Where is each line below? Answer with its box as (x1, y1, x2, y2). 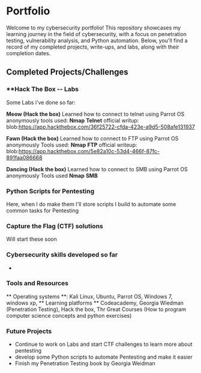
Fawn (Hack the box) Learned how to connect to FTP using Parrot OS (6, 135, 179, 142)
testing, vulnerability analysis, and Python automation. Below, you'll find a (6, 37, 188, 44)
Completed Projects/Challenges (6, 67, 129, 77)
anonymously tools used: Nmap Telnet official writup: (6, 117, 139, 124)
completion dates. (6, 49, 51, 56)
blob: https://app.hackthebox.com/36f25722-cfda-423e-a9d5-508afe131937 (6, 123, 195, 130)
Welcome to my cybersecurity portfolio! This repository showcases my (6, 24, 181, 31)
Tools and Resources (6, 279, 69, 288)
